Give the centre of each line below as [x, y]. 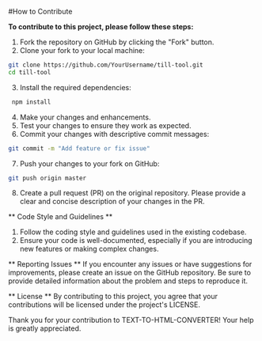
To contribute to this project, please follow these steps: [101, 27]
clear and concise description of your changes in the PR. [112, 202]
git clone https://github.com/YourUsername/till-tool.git [106, 65]
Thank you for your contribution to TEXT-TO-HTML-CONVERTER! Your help [131, 320]
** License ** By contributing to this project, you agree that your [113, 297]
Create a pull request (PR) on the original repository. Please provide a [133, 193]
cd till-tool [30, 72]
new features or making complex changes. [89, 249]
